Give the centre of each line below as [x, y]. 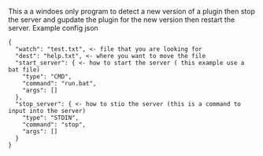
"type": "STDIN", [51, 118]
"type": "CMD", [47, 77]
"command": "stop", [54, 125]
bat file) [24, 70]
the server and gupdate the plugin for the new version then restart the [122, 20]
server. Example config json [53, 28]
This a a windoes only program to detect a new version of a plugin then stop [132, 11]
